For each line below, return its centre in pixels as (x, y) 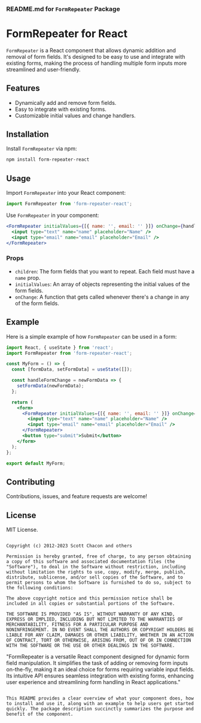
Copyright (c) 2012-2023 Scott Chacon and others (69, 546)
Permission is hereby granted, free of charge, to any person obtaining (99, 556)
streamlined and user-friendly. (43, 69)
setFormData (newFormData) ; (51, 386)
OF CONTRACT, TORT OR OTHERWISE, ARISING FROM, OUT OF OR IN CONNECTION (99, 640)
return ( (22, 402)
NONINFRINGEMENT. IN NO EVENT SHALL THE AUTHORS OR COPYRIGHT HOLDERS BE (100, 630)
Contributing (31, 482)
